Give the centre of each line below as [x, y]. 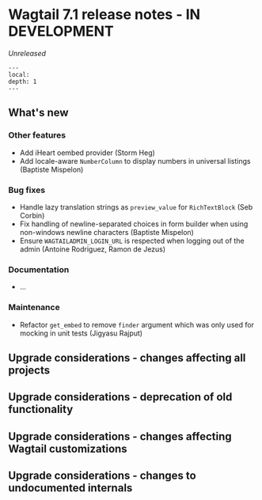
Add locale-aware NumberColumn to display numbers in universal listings [135, 161]
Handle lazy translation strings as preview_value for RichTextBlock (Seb [136, 206]
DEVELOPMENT [61, 31]
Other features [37, 135]
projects [29, 370]
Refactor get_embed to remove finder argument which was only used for [137, 324]
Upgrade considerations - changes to [102, 476]
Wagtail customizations [68, 449]
